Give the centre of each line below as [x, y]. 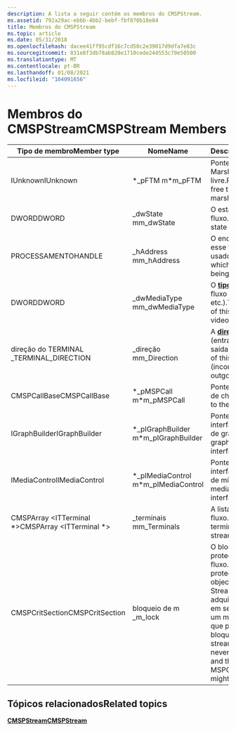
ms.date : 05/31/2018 [38, 40]
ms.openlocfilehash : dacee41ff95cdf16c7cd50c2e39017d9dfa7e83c [102, 46]
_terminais [149, 518]
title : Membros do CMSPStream [52, 27]
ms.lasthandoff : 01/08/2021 [48, 72]
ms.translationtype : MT [42, 60]
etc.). [219, 303]
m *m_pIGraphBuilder [168, 438]
